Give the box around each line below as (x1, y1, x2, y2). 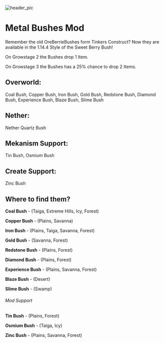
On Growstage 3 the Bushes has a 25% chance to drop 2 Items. (5, 63, 136, 70)
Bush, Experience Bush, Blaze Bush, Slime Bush (5, 97, 104, 103)
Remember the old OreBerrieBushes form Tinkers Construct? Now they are (5, 39, 159, 45)
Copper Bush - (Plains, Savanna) (5, 218, 73, 224)
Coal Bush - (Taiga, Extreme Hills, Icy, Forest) (5, 208, 99, 214)
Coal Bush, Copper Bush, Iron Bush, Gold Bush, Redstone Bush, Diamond (5, 91, 156, 97)
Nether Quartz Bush (5, 124, 46, 130)
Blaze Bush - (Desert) (5, 276, 50, 282)
